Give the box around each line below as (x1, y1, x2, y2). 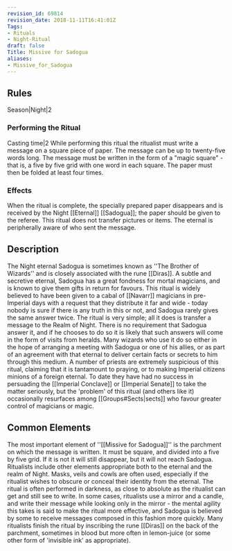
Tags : (7, 23, 23, 30)
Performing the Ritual (7, 123, 81, 132)
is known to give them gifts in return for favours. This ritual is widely (7, 283, 201, 292)
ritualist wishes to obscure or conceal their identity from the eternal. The (7, 477, 214, 485)
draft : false (7, 42, 45, 49)
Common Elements (7, 422, 91, 434)
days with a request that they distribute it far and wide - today (31, 299, 208, 307)
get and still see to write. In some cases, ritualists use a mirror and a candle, (7, 491, 224, 500)
